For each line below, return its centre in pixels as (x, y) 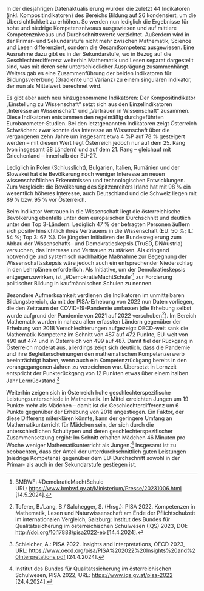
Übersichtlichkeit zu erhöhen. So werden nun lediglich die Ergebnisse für (98, 22)
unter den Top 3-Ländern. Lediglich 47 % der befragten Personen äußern (98, 224)
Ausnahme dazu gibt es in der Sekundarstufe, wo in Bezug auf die (89, 54)
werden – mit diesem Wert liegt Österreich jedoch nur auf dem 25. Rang (96, 143)
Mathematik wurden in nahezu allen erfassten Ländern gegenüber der (94, 322)
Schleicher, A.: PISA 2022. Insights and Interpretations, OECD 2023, (100, 544)
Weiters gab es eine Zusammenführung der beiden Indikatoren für (89, 73)
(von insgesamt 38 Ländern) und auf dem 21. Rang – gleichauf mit (89, 149)
